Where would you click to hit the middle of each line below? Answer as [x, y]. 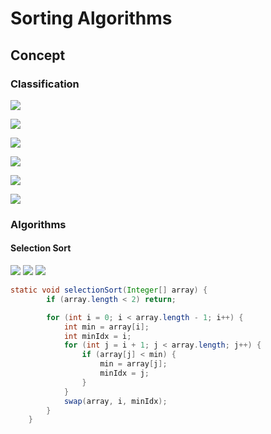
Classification [45, 84]
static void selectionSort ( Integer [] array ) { [109, 290]
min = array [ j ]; [133, 364]
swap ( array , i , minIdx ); [115, 401]
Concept [38, 55]
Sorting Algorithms [91, 18]
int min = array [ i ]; [106, 327]
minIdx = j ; [124, 373]
